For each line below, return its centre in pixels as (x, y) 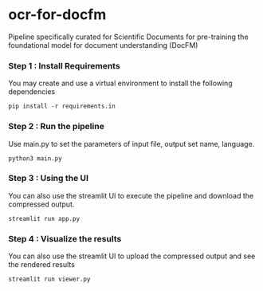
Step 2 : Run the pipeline (57, 127)
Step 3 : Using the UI (49, 179)
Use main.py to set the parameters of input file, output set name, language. (131, 144)
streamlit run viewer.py (49, 279)
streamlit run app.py (44, 218)
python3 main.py (35, 158)
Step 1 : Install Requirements (65, 65)
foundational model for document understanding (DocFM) (103, 45)
